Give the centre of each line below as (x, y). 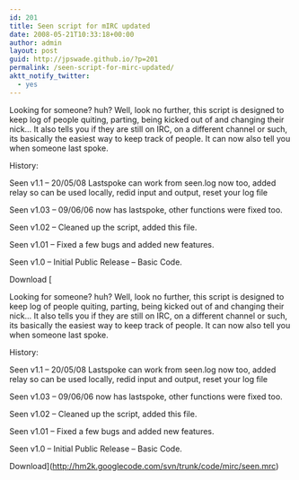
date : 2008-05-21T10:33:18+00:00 (72, 34)
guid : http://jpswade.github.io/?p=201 (84, 59)
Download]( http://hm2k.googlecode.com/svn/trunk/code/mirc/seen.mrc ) (144, 466)
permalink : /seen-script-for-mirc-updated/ (92, 68)
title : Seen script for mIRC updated (80, 26)
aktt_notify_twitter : (50, 76)
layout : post (34, 51)
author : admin (36, 43)
